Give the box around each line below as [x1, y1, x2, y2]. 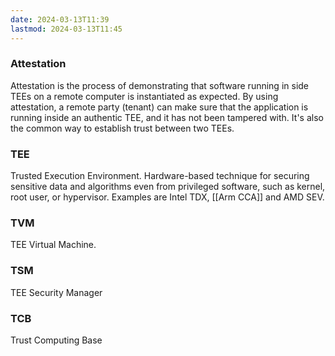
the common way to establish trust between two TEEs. [10, 122, 235, 134]
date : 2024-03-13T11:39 [10, 14, 110, 25]
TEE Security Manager [10, 286, 103, 298]
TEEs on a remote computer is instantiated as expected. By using [10, 90, 279, 102]
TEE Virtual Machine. [10, 239, 97, 251]
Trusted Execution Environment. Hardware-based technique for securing [10, 170, 310, 182]
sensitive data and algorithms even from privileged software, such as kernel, [10, 181, 326, 193]
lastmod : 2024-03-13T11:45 [10, 24, 123, 34]
